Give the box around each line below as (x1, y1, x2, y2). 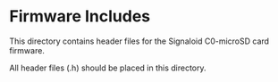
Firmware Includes (9, 6, 150, 27)
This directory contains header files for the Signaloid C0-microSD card (9, 36, 270, 46)
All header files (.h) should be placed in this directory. (9, 62, 207, 73)
